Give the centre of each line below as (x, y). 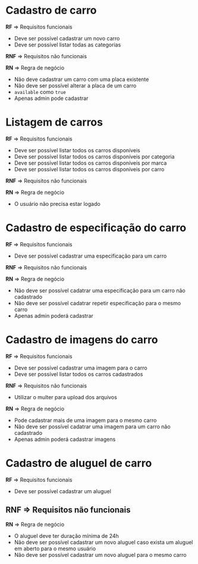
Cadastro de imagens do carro (82, 340)
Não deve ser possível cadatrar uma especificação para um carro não (100, 290)
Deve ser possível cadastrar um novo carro (67, 38)
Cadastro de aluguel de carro (79, 463)
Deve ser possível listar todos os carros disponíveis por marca (90, 163)
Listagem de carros (54, 122)
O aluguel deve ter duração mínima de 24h (67, 535)
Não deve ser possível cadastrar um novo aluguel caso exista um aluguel (103, 542)
